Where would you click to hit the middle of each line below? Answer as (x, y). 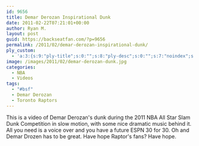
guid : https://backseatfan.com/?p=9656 (56, 39)
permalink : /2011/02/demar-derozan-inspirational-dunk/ (77, 45)
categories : (21, 67)
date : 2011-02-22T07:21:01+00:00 (48, 23)
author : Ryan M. (26, 28)
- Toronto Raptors (35, 100)
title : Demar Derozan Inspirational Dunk (59, 17)
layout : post (22, 34)
